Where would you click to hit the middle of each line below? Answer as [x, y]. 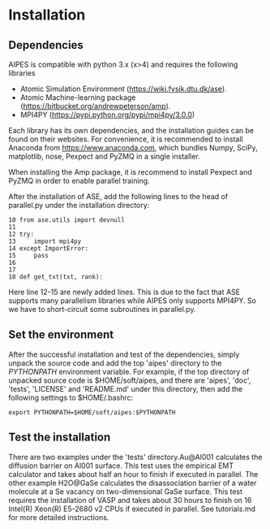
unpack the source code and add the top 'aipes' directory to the [115, 362]
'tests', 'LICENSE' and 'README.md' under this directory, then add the [126, 388]
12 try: [21, 234]
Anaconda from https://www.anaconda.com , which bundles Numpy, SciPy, [133, 147]
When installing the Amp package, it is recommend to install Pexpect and [131, 172]
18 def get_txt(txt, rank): [56, 277]
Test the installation [60, 438]
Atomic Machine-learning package [78, 98]
